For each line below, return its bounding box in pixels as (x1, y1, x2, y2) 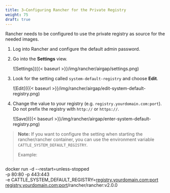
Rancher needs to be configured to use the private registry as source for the (5, 31, 165, 37)
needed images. (5, 36, 39, 42)
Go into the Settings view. (12, 56, 68, 62)
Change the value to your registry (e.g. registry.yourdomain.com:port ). (12, 101, 162, 107)
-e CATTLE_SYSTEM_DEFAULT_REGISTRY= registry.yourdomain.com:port (5, 177, 159, 183)
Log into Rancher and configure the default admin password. (12, 46, 140, 52)
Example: (17, 152, 38, 158)
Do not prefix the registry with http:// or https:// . (12, 106, 120, 112)
